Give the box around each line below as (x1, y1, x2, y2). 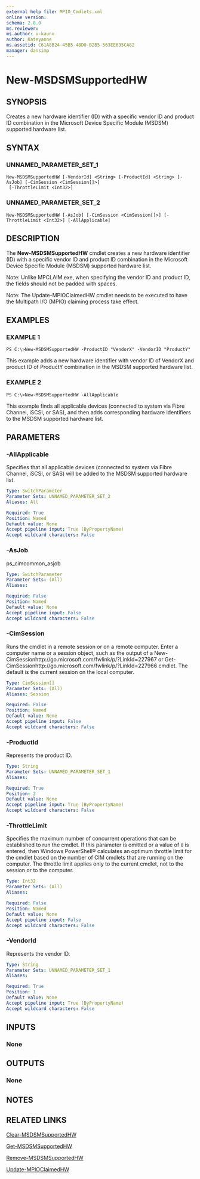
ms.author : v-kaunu (6, 31, 55, 37)
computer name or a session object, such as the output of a (6, 649, 153, 657)
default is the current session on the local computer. (6, 668, 134, 675)
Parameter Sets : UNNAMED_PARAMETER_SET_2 (6, 494, 111, 500)
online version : (6, 14, 47, 20)
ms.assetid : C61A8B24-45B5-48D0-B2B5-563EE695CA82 (6, 42, 135, 48)
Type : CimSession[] (6, 680, 55, 686)
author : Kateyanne (6, 36, 52, 42)
